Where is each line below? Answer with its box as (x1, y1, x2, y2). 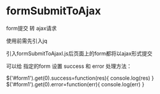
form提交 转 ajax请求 (6, 24, 57, 32)
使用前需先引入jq (6, 37, 48, 44)
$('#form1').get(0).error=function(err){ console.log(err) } (6, 80, 145, 87)
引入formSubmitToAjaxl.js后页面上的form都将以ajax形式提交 (6, 49, 153, 57)
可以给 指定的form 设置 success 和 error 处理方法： (6, 62, 132, 70)
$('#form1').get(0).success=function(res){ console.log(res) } (6, 74, 155, 82)
